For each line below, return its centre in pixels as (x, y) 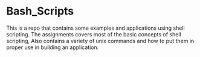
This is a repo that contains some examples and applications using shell (96, 28)
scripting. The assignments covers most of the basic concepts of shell (94, 34)
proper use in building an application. (53, 47)
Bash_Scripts (40, 11)
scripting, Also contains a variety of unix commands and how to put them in (100, 41)
